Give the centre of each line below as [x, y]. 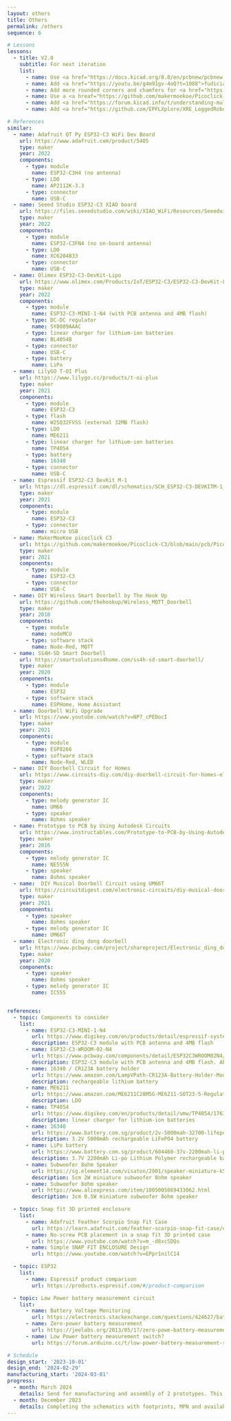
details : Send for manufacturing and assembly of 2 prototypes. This [121, 1393]
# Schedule [23, 1355]
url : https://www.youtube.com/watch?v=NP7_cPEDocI [93, 717]
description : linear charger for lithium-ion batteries [113, 1120]
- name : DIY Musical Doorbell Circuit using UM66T [89, 884]
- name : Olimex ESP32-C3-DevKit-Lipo [67, 276]
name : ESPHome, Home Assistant [77, 704]
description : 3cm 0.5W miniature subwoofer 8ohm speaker [115, 1197]
